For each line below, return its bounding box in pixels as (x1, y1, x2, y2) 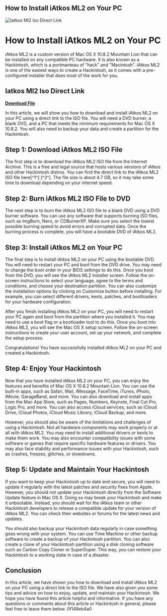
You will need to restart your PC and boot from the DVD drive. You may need (5, 262, 162, 267)
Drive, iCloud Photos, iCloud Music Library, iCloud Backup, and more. (5, 409, 148, 415)
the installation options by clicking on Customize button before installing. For (5, 288, 162, 294)
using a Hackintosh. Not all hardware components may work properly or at (5, 424, 158, 430)
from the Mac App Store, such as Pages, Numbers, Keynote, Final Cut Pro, (5, 399, 158, 405)
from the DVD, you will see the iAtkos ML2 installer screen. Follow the (5, 272, 148, 278)
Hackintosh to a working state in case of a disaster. (5, 552, 110, 558)
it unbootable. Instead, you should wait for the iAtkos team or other (5, 500, 142, 506)
